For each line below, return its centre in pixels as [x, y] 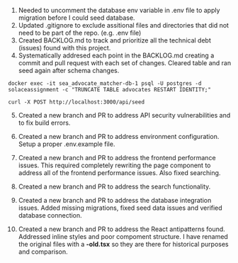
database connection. [50, 215]
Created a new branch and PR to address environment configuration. [119, 136]
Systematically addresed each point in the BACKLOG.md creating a [116, 55]
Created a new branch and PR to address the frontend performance [117, 158]
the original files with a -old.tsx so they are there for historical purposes [123, 244]
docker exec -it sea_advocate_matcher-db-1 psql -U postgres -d [105, 84]
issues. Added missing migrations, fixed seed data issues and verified [120, 208]
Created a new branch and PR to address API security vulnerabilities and [124, 115]
